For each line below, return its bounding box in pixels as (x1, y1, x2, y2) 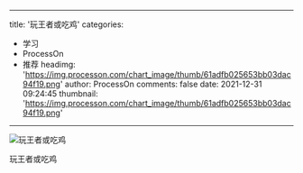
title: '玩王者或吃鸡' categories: (9, 19, 124, 30)
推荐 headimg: (22, 59, 77, 69)
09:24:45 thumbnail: (22, 88, 98, 99)
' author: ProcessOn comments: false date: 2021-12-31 (60, 78, 262, 89)
